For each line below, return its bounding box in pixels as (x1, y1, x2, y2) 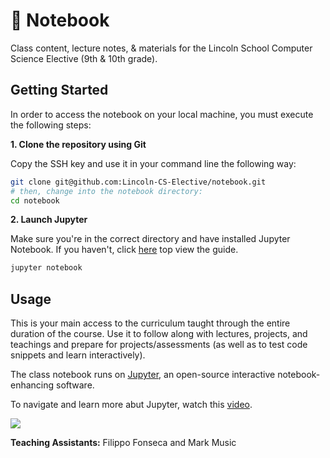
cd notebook (10, 195, 60, 206)
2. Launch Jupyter (10, 214, 88, 226)
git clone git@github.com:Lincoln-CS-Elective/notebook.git (10, 177, 267, 187)
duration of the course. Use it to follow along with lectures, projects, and (10, 328, 308, 340)
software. (56, 379, 95, 391)
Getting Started (10, 82, 109, 99)
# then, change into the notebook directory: (10, 186, 203, 196)
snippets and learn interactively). (10, 349, 146, 361)
